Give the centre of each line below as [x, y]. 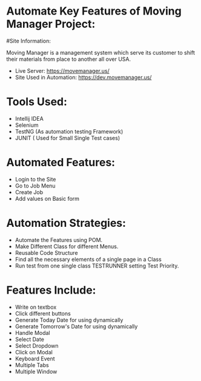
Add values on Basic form [47, 198]
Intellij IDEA [29, 118]
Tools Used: [37, 102]
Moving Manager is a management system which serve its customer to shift [101, 52]
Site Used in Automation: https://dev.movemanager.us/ [83, 77]
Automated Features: [61, 163]
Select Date [29, 339]
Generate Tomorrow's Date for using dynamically [76, 326]
